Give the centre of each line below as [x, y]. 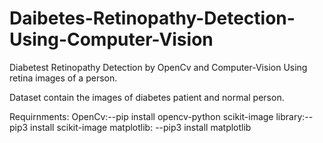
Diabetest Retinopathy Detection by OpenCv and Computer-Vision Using [158, 67]
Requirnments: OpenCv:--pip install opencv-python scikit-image [141, 116]
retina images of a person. [63, 78]
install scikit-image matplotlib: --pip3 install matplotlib [141, 127]
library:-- [294, 116]
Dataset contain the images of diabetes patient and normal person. [147, 97]
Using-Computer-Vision [111, 39]
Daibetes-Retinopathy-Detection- [152, 18]
